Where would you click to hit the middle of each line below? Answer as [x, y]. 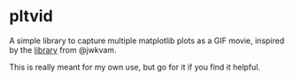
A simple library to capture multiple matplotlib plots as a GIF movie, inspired [147, 40]
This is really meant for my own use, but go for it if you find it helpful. [135, 67]
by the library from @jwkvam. [63, 49]
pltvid [31, 16]
